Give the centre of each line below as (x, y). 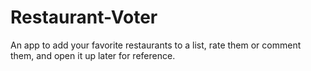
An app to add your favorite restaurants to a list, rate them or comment (156, 45)
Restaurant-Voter (84, 17)
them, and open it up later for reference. (93, 55)
